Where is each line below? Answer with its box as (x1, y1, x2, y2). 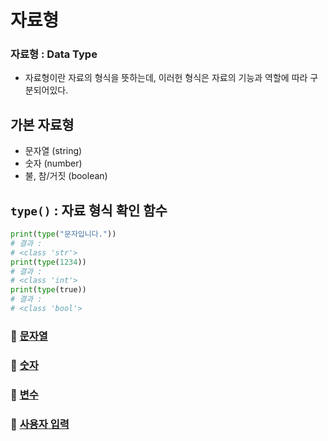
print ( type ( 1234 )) (10, 257, 87, 267)
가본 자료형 (10, 116, 75, 133)
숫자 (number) (24, 157, 83, 170)
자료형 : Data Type (10, 47, 98, 61)
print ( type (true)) (10, 285, 87, 295)
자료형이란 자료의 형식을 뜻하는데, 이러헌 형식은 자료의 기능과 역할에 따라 (24, 72, 308, 84)
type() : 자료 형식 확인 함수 (10, 202, 168, 219)
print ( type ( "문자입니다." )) (10, 229, 117, 240)
